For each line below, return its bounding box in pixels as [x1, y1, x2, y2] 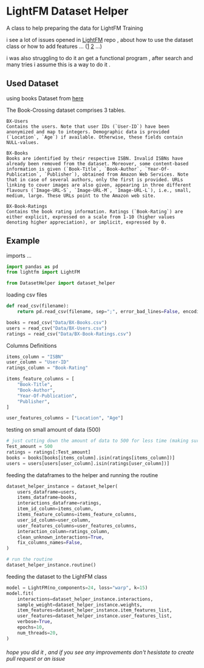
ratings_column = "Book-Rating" [6, 365, 88, 371]
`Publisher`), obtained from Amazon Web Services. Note [44, 171, 189, 177]
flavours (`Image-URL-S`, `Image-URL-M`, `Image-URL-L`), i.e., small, [6, 187, 191, 193]
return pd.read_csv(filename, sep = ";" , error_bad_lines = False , [17, 309, 181, 315]
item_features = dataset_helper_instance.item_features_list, [17, 607, 172, 613]
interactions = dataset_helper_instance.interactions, [17, 596, 154, 602]
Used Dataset [6, 78, 59, 89]
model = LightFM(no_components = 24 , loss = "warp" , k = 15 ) [6, 585, 148, 591]
